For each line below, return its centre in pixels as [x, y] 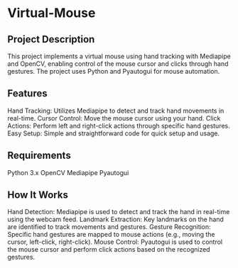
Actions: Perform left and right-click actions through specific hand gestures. [119, 125]
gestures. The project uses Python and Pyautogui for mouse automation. [114, 71]
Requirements [39, 156]
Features [27, 94]
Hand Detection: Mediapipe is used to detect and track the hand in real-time [119, 212]
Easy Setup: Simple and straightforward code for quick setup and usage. [114, 133]
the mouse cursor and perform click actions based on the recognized [109, 250]
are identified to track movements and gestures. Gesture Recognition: [109, 227]
